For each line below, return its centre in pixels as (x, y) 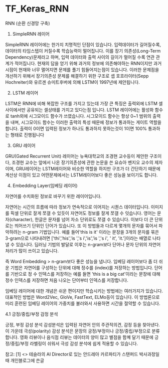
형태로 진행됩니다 (27, 135)
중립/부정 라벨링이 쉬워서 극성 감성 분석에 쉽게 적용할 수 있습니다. (74, 343)
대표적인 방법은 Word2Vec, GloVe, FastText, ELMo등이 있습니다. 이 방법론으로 (82, 297)
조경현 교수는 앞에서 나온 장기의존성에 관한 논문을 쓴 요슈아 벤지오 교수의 (83, 162)
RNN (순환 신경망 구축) (28, 23)
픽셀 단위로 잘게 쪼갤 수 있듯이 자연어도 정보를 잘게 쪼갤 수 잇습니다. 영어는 (83, 213)
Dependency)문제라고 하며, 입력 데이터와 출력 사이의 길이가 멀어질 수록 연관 (80, 57)
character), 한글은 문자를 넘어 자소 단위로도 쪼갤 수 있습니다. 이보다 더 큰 (82, 219)
